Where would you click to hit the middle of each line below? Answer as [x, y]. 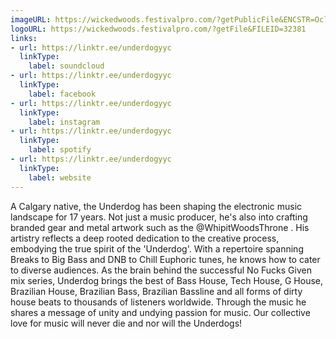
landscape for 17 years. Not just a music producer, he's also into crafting [159, 217]
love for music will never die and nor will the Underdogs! [126, 323]
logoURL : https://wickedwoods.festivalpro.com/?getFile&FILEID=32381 [158, 29]
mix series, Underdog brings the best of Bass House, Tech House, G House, [167, 280]
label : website [60, 177]
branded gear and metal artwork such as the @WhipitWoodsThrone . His [160, 227]
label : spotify [60, 150]
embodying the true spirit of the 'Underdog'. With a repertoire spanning [157, 248]
